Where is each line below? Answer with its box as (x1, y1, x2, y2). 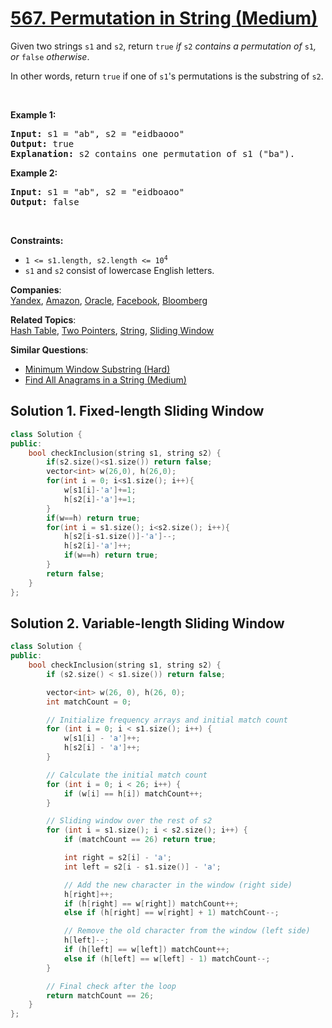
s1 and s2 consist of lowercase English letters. (24, 264, 215, 276)
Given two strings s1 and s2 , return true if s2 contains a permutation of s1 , (10, 40, 317, 52)
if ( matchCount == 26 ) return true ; (63, 835, 217, 845)
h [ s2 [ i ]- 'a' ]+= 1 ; (63, 494, 137, 504)
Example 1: (10, 108, 57, 121)
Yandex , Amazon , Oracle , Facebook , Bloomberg (10, 294, 208, 306)
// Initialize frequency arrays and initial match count (46, 715, 288, 725)
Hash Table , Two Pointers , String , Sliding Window (10, 324, 215, 336)
